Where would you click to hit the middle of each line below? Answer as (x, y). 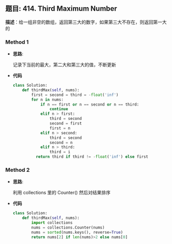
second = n (61, 143)
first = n (60, 128)
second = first (66, 124)
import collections (52, 223)
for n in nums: (48, 99)
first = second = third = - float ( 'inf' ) (75, 95)
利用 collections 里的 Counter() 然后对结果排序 (62, 193)
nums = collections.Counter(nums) (68, 228)
